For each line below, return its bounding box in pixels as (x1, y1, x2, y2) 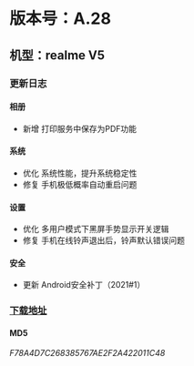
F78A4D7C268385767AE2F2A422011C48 (9, 348, 166, 359)
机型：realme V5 (9, 47, 106, 63)
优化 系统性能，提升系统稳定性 (22, 168, 138, 178)
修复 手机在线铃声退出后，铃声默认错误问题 (22, 235, 185, 246)
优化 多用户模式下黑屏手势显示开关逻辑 (22, 224, 169, 235)
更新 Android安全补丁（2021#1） (22, 280, 146, 290)
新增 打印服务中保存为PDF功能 (22, 123, 138, 134)
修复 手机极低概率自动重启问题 (22, 178, 138, 189)
